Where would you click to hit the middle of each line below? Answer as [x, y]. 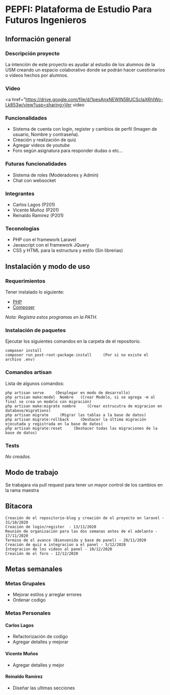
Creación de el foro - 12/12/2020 [42, 553]
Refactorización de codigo [40, 637]
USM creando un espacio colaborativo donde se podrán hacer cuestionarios [85, 70]
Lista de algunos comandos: [35, 383]
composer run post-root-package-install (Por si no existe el [77, 355]
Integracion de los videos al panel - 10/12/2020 [59, 549]
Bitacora [19, 506]
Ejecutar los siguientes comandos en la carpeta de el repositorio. [73, 341]
